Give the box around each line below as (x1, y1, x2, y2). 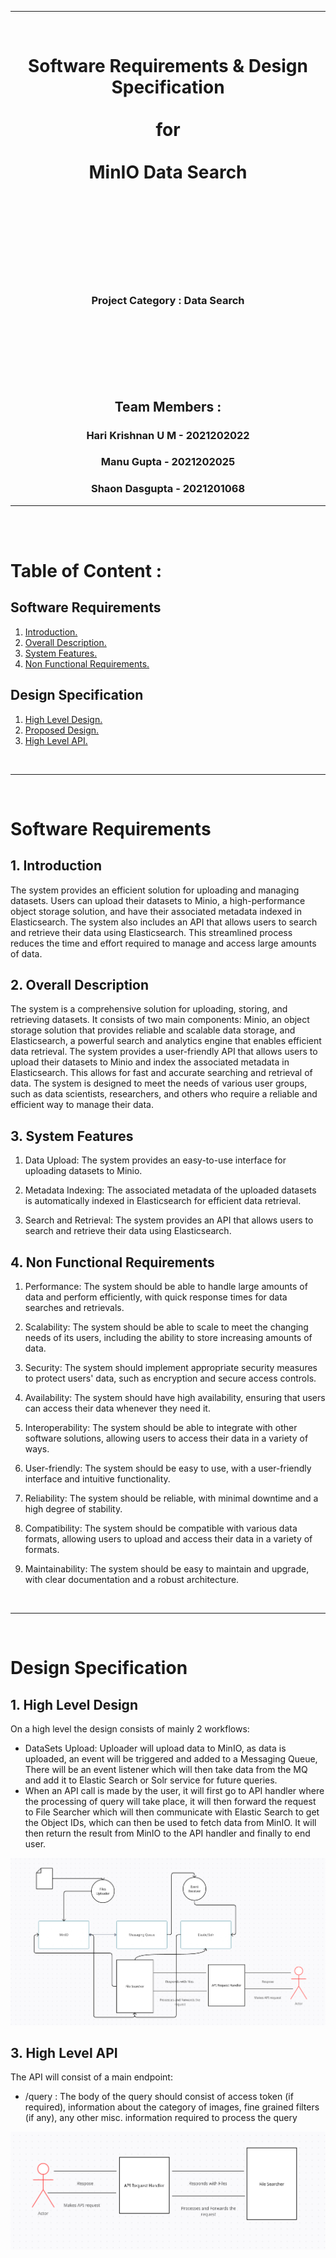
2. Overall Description (10, 976, 149, 993)
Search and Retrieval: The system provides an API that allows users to (24, 1214, 314, 1226)
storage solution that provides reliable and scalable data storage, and (10, 1024, 296, 1036)
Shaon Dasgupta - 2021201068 (90, 482, 246, 496)
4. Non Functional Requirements (10, 1254, 215, 1271)
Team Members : (114, 398, 222, 415)
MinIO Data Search (88, 161, 248, 184)
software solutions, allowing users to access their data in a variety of (24, 1432, 309, 1445)
